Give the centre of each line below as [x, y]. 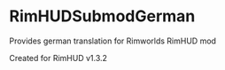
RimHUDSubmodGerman [102, 16]
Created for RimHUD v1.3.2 [58, 58]
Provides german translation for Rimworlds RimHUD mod [113, 41]
